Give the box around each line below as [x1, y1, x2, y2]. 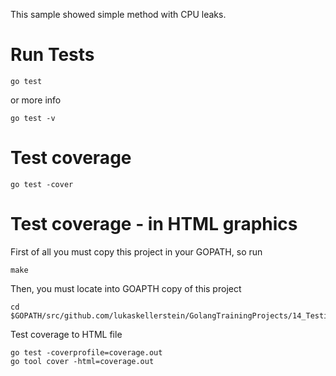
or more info [10, 94, 62, 106]
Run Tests [10, 44, 95, 66]
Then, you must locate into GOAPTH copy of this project [10, 282, 242, 294]
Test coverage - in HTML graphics [10, 213, 298, 236]
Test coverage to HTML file [10, 328, 123, 340]
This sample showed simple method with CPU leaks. [10, 9, 227, 20]
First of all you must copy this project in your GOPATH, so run [10, 245, 263, 258]
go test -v [10, 113, 56, 123]
